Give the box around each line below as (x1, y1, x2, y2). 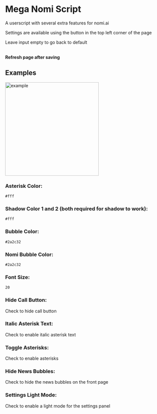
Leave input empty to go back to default (5, 39, 87, 45)
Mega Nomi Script (5, 3, 81, 15)
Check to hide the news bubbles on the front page (5, 379, 109, 385)
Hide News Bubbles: (5, 368, 55, 375)
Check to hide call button (5, 308, 57, 314)
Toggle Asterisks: (5, 344, 49, 351)
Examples (5, 69, 36, 77)
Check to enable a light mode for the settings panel (5, 403, 111, 409)
